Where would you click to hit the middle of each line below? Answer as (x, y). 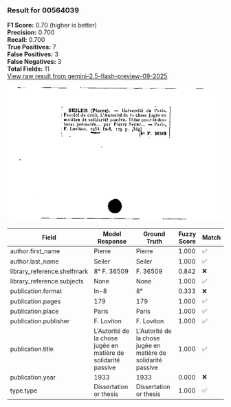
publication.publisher (40, 321)
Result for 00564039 (43, 10)
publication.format (36, 291)
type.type (24, 391)
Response (112, 241)
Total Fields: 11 (29, 69)
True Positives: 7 (32, 47)
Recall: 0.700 (26, 40)
